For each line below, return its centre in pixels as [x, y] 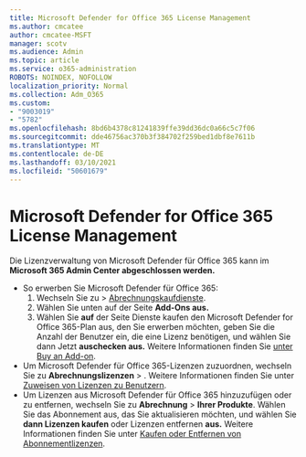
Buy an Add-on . [66, 356]
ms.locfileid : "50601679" [58, 171]
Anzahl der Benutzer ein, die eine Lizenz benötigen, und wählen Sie [164, 337]
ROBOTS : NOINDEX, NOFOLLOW [61, 78]
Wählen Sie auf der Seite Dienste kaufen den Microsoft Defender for [165, 317]
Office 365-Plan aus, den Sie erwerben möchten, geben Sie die [156, 327]
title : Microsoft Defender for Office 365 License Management [130, 18]
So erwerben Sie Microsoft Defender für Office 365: [121, 288]
